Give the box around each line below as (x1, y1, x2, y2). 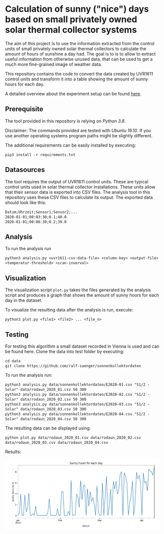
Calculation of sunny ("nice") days (5, 3, 149, 15)
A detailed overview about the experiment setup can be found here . (5, 91, 141, 97)
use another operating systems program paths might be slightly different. (5, 132, 153, 138)
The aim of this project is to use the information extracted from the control (5, 40, 155, 46)
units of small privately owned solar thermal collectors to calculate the (5, 46, 147, 51)
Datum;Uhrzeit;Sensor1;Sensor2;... (5, 209, 78, 214)
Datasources (5, 166, 45, 174)
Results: (5, 449, 22, 455)
